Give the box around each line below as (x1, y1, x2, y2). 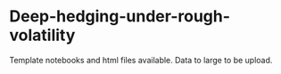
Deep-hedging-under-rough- (9, 6, 230, 27)
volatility (9, 25, 76, 45)
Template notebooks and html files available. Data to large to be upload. (9, 54, 273, 65)
